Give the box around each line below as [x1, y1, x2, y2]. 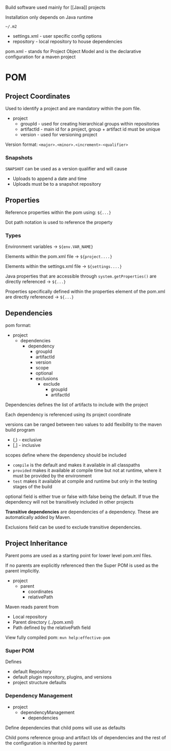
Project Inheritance [5, 539, 68, 547]
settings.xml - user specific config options [12, 33, 102, 39]
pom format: [5, 322, 32, 329]
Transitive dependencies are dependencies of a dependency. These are [5, 509, 159, 515]
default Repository [12, 668, 52, 675]
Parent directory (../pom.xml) [12, 619, 74, 625]
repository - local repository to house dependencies [12, 38, 123, 44]
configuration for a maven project [5, 54, 76, 60]
